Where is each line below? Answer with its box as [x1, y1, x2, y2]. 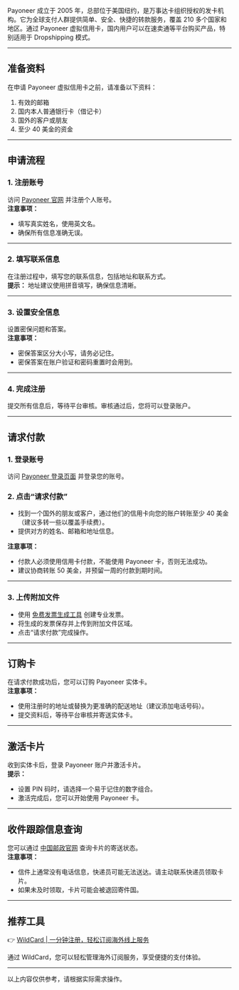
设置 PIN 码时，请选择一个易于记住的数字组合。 [17, 784, 156, 794]
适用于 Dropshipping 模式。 [13, 33, 95, 41]
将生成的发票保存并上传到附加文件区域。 [17, 619, 137, 627]
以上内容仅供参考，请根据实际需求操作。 [7, 974, 126, 983]
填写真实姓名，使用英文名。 [17, 219, 100, 228]
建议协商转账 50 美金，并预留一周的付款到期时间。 [17, 566, 166, 575]
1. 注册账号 [7, 178, 44, 188]
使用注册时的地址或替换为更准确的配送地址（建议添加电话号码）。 [17, 702, 208, 710]
